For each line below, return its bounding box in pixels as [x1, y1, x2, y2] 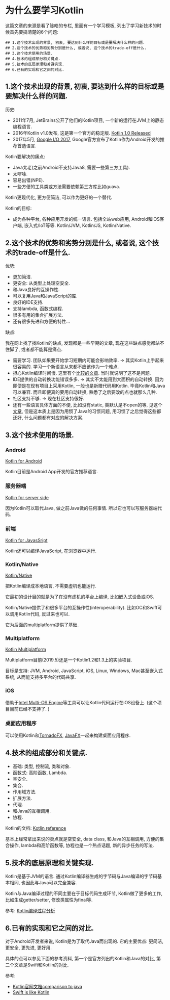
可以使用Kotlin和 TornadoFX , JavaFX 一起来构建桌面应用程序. [5, 732, 131, 738]
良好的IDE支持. [12, 299, 44, 305]
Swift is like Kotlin [12, 989, 50, 995]
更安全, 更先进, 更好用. [5, 944, 52, 951]
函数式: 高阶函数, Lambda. [12, 770, 67, 776]
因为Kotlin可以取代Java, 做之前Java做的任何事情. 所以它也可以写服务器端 [5, 505, 158, 511]
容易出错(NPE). [12, 177, 44, 183]
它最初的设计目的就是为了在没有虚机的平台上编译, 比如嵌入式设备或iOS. [5, 594, 155, 600]
